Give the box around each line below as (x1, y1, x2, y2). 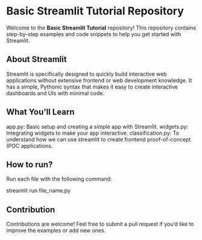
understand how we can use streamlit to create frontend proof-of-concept (6, 135, 191, 143)
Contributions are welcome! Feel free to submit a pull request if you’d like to (6, 221, 194, 228)
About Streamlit (6, 54, 68, 64)
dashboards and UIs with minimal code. (6, 89, 104, 97)
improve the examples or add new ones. (6, 227, 106, 234)
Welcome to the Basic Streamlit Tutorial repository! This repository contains (6, 24, 197, 31)
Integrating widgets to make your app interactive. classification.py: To (6, 129, 180, 137)
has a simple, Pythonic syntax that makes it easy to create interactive (6, 83, 178, 90)
